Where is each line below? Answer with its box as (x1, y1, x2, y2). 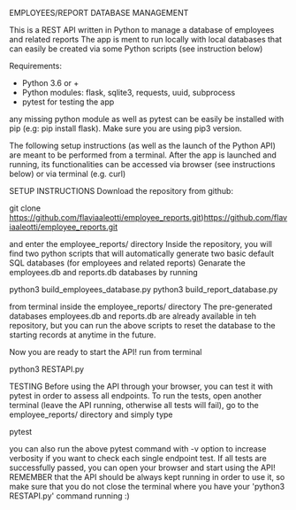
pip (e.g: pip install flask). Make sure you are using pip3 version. (9, 123, 242, 134)
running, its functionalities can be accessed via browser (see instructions (9, 159, 276, 169)
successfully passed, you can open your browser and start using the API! (9, 462, 276, 473)
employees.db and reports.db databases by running (9, 267, 199, 277)
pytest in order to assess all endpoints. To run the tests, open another (9, 390, 262, 401)
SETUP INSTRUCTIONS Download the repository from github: (9, 186, 234, 196)
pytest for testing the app (21, 97, 115, 107)
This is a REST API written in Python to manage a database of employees (9, 25, 275, 35)
